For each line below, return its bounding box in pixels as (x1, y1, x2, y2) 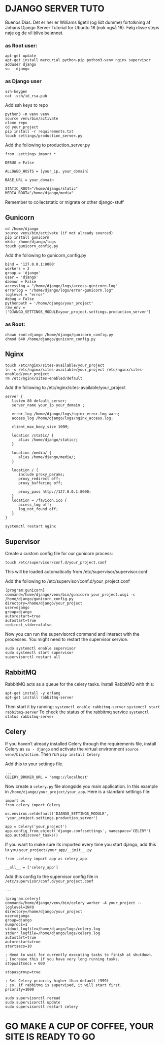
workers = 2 (5, 266, 30, 271)
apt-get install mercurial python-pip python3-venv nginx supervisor (5, 58, 151, 63)
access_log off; (18, 502, 52, 507)
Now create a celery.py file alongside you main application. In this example (5, 783, 158, 789)
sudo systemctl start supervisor (5, 651, 74, 655)
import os (5, 798, 26, 803)
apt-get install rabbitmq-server (5, 695, 74, 700)
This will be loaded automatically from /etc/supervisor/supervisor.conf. (5, 569, 149, 575)
